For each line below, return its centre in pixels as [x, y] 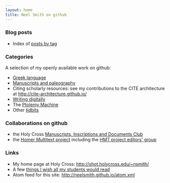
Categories [19, 56]
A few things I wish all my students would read [61, 169]
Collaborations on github [37, 124]
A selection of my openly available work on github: [58, 68]
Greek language [29, 78]
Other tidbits [26, 110]
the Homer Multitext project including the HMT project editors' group [84, 140]
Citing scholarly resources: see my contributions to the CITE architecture [89, 88]
